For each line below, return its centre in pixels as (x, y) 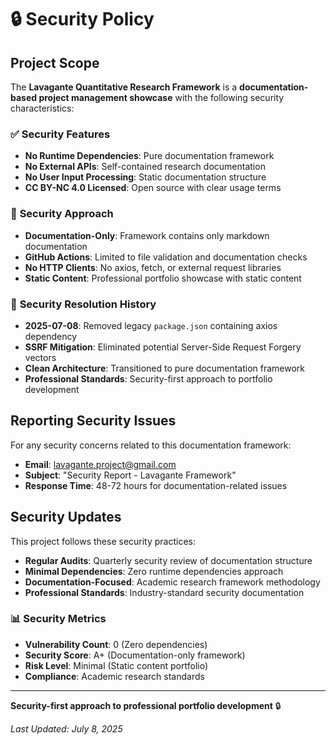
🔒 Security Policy (82, 19)
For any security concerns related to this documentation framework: (151, 445)
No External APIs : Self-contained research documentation (145, 167)
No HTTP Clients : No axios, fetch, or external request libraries (153, 267)
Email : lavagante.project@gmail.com (100, 464)
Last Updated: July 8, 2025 (66, 728)
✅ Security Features (60, 134)
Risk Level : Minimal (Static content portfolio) (116, 665)
